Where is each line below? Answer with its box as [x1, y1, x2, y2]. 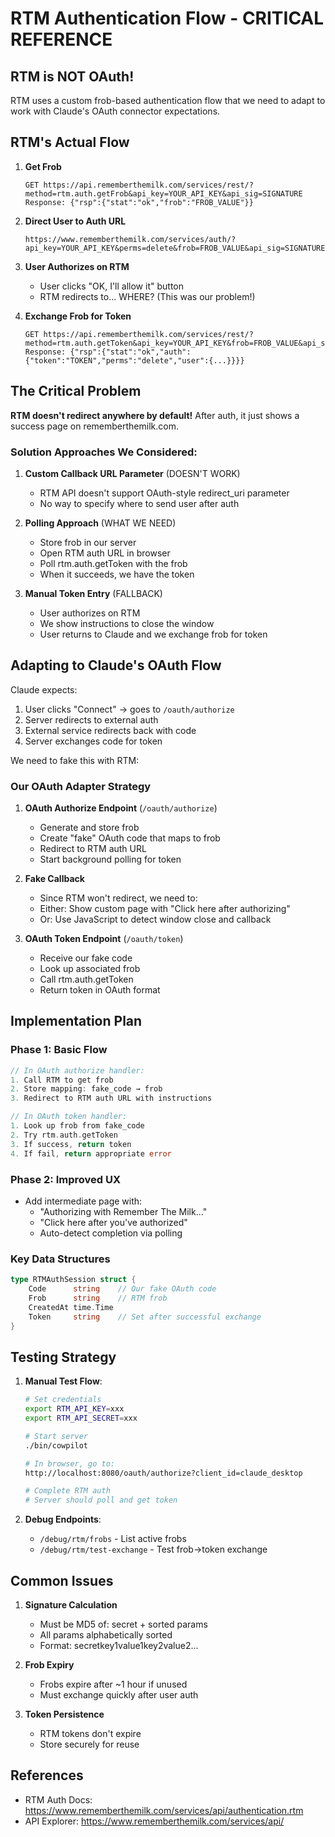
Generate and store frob [39, 822, 140, 834]
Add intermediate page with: [24, 1195, 143, 1207]
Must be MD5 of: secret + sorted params [39, 1618, 208, 1630]
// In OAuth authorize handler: [10, 1065, 145, 1076]
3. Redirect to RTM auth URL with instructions [10, 1093, 213, 1104]
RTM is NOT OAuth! [10, 68, 135, 85]
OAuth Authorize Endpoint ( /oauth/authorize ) [24, 802, 218, 814]
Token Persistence [24, 1708, 105, 1720]
